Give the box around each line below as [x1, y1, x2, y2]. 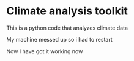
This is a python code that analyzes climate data [6, 24, 128, 31]
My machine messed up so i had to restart [6, 36, 113, 43]
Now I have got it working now [6, 47, 83, 55]
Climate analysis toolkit [6, 4, 128, 18]
